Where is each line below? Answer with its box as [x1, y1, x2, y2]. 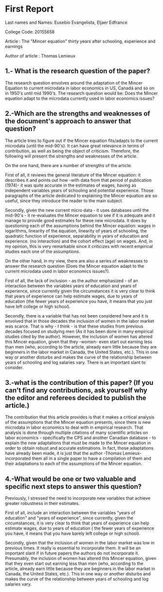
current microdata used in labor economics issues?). [5, 268, 110, 274]
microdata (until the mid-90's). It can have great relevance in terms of [5, 142, 145, 149]
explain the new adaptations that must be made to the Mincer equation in [5, 440, 151, 446]
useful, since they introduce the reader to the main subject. [5, 198, 123, 204]
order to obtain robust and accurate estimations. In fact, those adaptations [5, 445, 154, 451]
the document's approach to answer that [5, 117, 131, 125]
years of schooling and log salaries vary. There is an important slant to [5, 359, 146, 365]
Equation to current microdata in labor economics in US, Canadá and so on [5, 85, 155, 91]
